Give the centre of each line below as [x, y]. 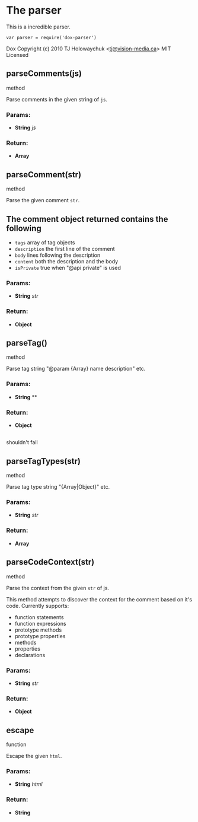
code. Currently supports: [38, 606]
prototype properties [40, 636]
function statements [39, 617]
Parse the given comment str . [43, 200]
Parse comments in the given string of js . [57, 99]
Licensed [17, 55]
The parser [34, 10]
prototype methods [38, 630]
